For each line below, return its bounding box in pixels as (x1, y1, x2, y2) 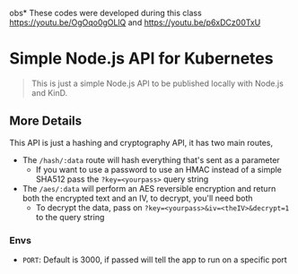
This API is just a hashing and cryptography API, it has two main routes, (9, 137, 274, 148)
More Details (9, 114, 83, 129)
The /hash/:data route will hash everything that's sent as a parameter (22, 154, 280, 165)
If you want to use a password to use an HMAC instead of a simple (35, 164, 283, 175)
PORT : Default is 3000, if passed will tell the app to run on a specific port (22, 254, 287, 265)
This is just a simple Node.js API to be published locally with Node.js (31, 78, 285, 89)
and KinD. (31, 87, 68, 98)
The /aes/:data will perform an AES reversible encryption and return (22, 183, 276, 193)
